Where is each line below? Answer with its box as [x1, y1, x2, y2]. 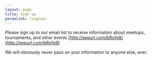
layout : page [5, 7, 32, 12]
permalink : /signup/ [5, 16, 48, 21]
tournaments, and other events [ [5, 35, 70, 40]
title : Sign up [5, 12, 36, 17]
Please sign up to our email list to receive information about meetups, [5, 30, 145, 36]
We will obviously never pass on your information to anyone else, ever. [5, 49, 148, 55]
